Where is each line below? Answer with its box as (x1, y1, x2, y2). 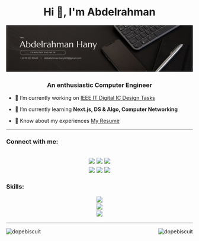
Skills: (6, 183, 25, 191)
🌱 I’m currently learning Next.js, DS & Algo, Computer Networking (14, 106, 178, 113)
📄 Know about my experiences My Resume (14, 118, 120, 125)
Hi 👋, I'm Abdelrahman (43, 5, 156, 19)
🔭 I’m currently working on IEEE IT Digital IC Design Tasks (14, 95, 155, 102)
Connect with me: (6, 138, 59, 146)
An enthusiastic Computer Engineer (47, 81, 152, 89)
